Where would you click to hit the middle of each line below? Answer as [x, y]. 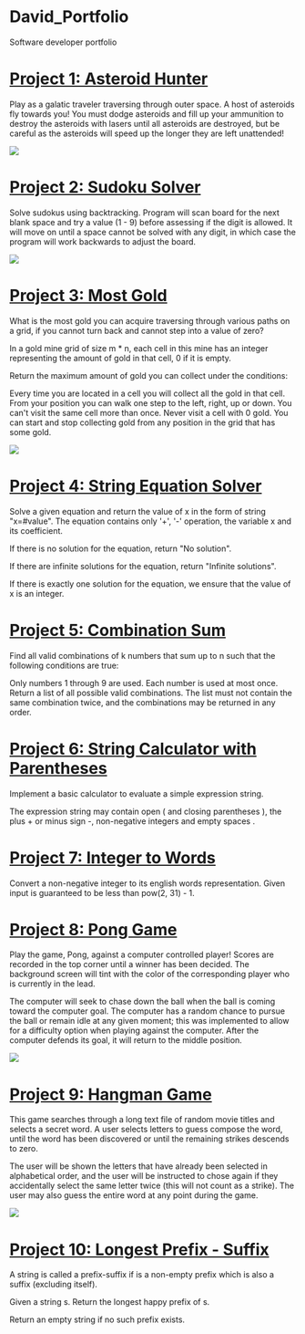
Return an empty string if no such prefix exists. [97, 1319]
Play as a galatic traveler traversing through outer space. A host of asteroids [152, 104]
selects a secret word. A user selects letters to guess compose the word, [146, 1130]
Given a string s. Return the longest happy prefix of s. [110, 1302]
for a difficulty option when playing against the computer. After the [134, 1031]
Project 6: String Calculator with [133, 749]
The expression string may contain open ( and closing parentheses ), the [146, 811]
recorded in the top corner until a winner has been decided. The [130, 964]
